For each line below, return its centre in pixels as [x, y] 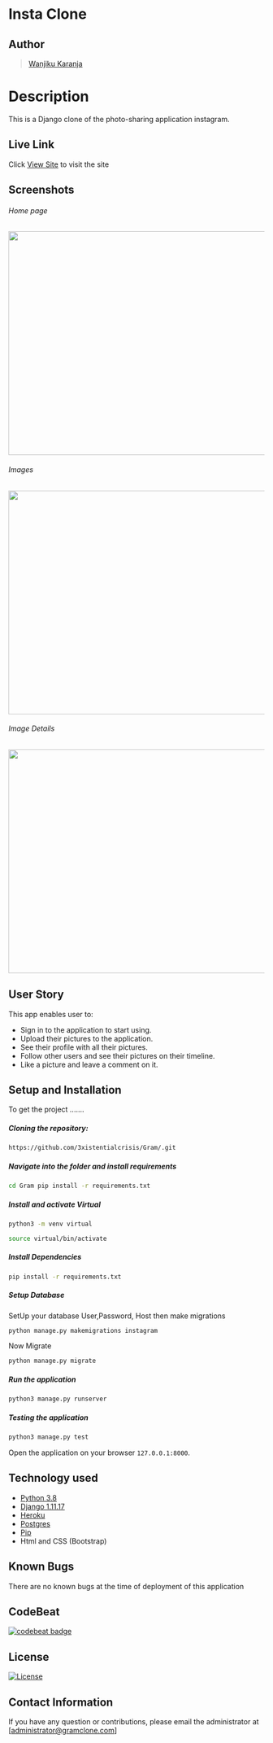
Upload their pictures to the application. [87, 1038]
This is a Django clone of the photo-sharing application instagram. [119, 119]
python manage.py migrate [52, 1361]
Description [49, 96]
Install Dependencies [45, 1257]
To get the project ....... [46, 1110]
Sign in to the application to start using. [86, 1029]
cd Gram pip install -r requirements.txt [80, 1186]
